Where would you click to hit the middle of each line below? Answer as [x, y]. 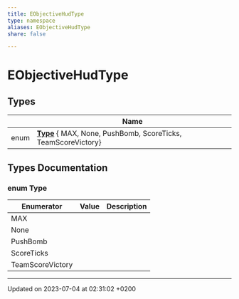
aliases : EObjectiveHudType [49, 27]
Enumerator [42, 206]
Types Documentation [58, 168]
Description [127, 206]
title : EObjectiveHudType [46, 14]
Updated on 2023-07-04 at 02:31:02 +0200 [72, 288]
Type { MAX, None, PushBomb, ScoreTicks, [109, 134]
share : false [27, 34]
